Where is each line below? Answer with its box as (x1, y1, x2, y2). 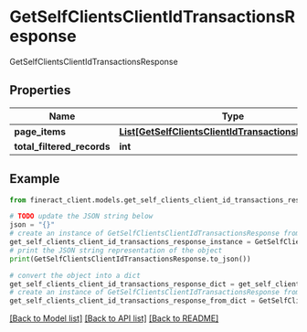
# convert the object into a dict (9, 271, 142, 280)
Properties (9, 82, 71, 98)
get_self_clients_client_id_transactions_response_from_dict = (9, 296, 256, 305)
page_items (14, 125, 67, 138)
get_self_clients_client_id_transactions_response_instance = (9, 238, 251, 247)
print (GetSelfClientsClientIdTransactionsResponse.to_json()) (9, 254, 251, 263)
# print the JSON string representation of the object (9, 245, 223, 255)
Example (9, 171, 60, 187)
